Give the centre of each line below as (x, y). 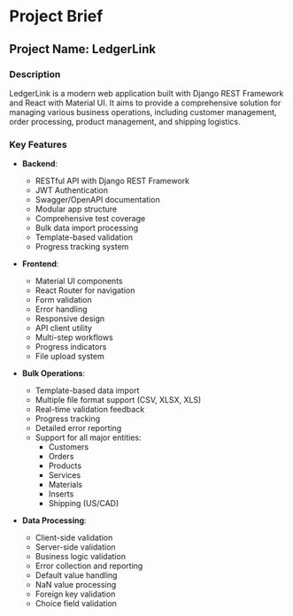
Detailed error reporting (78, 428)
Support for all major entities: (88, 438)
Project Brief (56, 16)
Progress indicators (71, 347)
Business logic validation (81, 557)
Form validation (63, 300)
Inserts (61, 494)
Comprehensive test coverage (90, 219)
